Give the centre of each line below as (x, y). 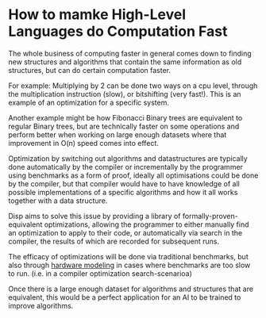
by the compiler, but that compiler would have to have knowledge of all (124, 183)
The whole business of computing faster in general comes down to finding (130, 53)
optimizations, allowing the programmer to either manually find (146, 224)
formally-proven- (210, 216)
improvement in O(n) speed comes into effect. (83, 143)
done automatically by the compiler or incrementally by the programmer (126, 167)
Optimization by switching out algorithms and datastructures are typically (128, 158)
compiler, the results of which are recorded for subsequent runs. (114, 241)
